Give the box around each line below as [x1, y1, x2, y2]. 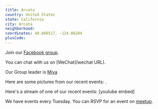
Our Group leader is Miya [5, 69, 58, 75]
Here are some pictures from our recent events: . [5, 79, 107, 85]
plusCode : [5, 36, 26, 41]
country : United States [5, 12, 56, 17]
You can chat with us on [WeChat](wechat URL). [5, 59, 106, 65]
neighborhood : [5, 26, 35, 31]
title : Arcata [5, 7, 35, 13]
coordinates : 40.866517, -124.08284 [5, 31, 82, 36]
